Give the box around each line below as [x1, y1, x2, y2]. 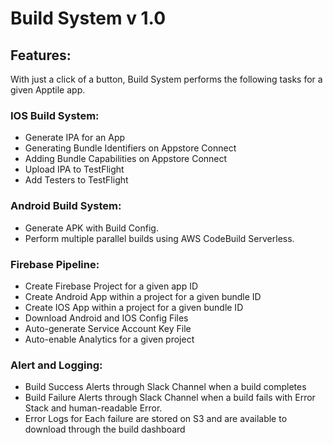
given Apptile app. [10, 84, 86, 96]
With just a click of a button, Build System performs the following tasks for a [10, 73, 323, 85]
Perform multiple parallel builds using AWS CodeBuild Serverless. [24, 232, 295, 244]
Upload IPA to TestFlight [24, 163, 125, 176]
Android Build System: [10, 199, 122, 213]
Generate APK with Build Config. [24, 222, 159, 234]
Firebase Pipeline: [10, 257, 100, 271]
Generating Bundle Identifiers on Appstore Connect [24, 142, 237, 154]
